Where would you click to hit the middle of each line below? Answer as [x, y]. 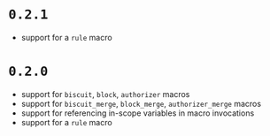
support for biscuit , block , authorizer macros [105, 94]
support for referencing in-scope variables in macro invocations [138, 113]
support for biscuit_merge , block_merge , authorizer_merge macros [141, 103]
